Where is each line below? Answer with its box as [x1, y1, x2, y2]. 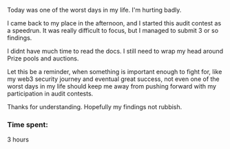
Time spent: [7, 119, 48, 129]
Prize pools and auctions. [7, 54, 79, 62]
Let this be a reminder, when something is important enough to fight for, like [7, 68, 222, 76]
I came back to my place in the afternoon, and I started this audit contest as [7, 19, 222, 27]
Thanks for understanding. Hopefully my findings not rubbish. [7, 103, 182, 111]
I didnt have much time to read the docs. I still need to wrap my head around [7, 47, 224, 55]
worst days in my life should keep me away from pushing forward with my [7, 82, 217, 90]
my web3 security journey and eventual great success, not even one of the [7, 75, 220, 83]
